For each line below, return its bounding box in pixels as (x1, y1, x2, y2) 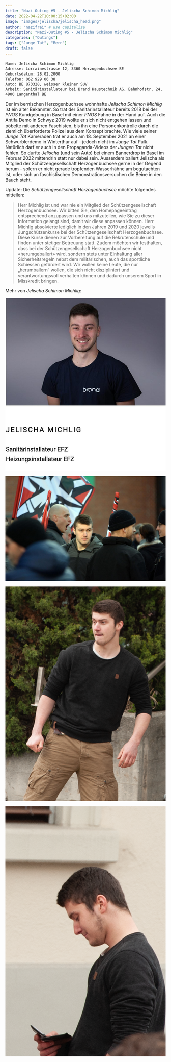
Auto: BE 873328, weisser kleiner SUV (5, 82, 88, 87)
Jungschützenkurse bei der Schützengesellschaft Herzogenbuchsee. (17, 229, 163, 235)
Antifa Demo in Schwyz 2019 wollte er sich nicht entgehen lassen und (5, 117, 152, 123)
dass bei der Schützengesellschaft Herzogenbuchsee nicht (17, 245, 142, 251)
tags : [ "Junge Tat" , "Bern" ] (5, 41, 67, 46)
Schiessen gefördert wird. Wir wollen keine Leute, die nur (17, 261, 138, 267)
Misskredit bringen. (17, 278, 59, 284)
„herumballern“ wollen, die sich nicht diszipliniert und (17, 267, 130, 273)
